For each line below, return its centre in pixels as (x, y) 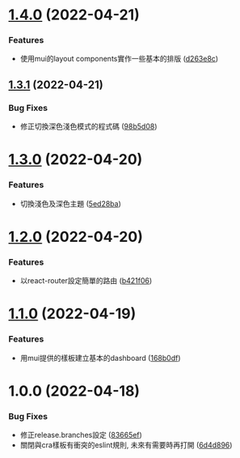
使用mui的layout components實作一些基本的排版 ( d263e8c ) (119, 59)
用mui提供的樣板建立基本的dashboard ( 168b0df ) (100, 358)
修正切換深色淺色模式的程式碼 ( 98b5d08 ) (88, 126)
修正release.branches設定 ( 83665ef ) (81, 435)
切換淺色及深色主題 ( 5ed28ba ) (70, 203)
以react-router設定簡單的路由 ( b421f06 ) (86, 281)
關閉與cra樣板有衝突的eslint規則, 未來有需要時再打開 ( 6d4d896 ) (126, 445)
